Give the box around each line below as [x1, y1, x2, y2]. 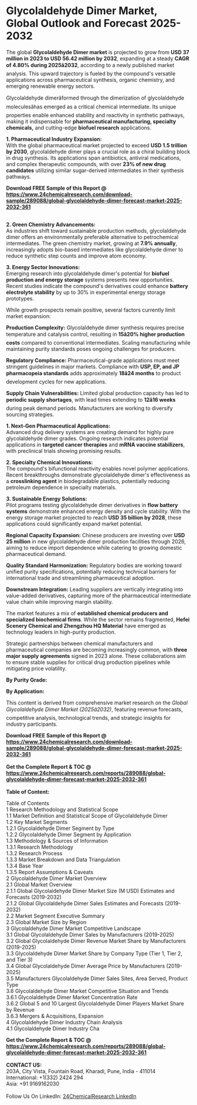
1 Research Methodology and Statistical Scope [6, 806, 118, 813]
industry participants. [6, 720, 57, 727]
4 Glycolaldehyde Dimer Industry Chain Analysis [6, 1018, 123, 1025]
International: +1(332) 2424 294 [6, 1074, 83, 1081]
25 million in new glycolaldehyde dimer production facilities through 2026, [6, 538, 186, 545]
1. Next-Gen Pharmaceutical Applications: [6, 422, 111, 429]
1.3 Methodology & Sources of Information [6, 837, 108, 844]
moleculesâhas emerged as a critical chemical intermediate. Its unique [6, 103, 176, 110]
